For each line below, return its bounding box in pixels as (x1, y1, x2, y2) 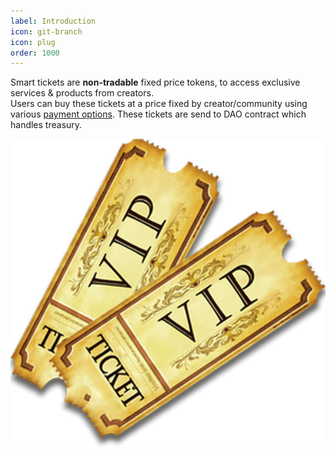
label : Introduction (10, 16, 97, 26)
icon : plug (10, 37, 56, 47)
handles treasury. (10, 119, 83, 131)
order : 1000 (10, 48, 60, 58)
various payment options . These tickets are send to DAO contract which (10, 108, 307, 120)
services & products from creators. (10, 87, 154, 99)
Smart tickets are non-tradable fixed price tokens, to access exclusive (10, 76, 301, 89)
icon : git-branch (10, 26, 83, 37)
